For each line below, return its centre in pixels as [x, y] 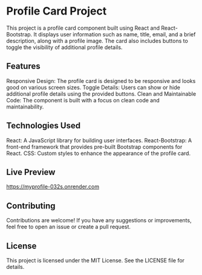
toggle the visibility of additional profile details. [64, 47]
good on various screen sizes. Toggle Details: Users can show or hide [93, 87]
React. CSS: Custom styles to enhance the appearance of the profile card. [99, 153]
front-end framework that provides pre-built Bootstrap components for [94, 147]
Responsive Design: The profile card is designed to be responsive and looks [101, 81]
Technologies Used [43, 126]
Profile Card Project [57, 11]
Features [23, 66]
